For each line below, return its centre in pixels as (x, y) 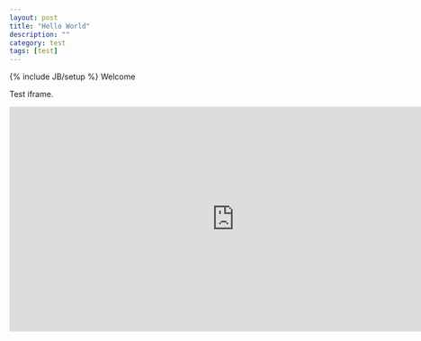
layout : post (34, 18)
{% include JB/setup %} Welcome (72, 76)
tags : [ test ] (34, 51)
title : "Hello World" (50, 26)
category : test (38, 43)
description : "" (40, 34)
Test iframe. (31, 94)
